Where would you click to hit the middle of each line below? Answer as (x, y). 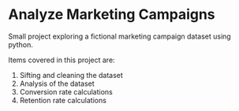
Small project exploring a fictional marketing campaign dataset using (119, 36)
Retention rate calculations (63, 100)
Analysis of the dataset (57, 83)
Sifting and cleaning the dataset (71, 75)
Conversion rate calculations (66, 91)
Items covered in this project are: (62, 60)
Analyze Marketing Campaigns (112, 15)
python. (21, 44)
